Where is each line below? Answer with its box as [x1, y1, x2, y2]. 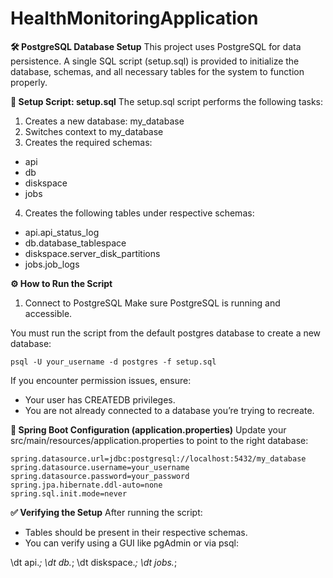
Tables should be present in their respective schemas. [24, 526, 248, 538]
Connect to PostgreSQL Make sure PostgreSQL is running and [24, 297, 281, 309]
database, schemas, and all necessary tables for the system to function [10, 65, 305, 77]
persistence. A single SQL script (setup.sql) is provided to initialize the [10, 55, 300, 67]
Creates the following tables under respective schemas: [24, 207, 255, 219]
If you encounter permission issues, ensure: [10, 374, 192, 386]
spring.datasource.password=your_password [10, 471, 190, 481]
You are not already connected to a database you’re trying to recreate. [24, 404, 315, 416]
